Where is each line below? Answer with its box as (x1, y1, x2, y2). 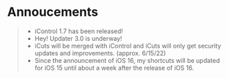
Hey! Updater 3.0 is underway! (34, 34, 123, 42)
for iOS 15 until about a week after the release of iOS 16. (34, 64, 195, 72)
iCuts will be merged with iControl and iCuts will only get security (34, 41, 221, 50)
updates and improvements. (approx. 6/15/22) (34, 49, 166, 57)
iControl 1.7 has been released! (34, 27, 124, 35)
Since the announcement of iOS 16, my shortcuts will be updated (34, 56, 220, 64)
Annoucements (7, 4, 99, 20)
